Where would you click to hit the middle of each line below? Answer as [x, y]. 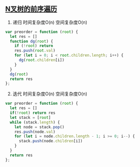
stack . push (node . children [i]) [50, 141]
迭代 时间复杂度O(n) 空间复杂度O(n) [50, 94]
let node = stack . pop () [40, 127]
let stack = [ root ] [30, 117]
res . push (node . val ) [35, 132]
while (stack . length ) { [35, 122]
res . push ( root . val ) [35, 51]
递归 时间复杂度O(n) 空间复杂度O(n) [50, 22]
